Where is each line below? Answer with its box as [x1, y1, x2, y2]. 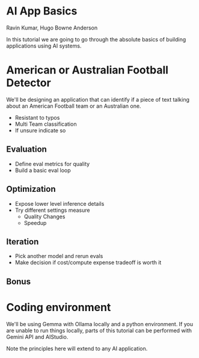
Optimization [6, 184, 56, 194]
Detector [6, 76, 51, 90]
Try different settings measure [14, 206, 90, 214]
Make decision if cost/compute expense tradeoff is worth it [14, 259, 162, 266]
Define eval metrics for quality [14, 160, 90, 167]
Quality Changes [23, 212, 66, 220]
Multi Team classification [14, 120, 77, 128]
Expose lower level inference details [14, 200, 105, 207]
